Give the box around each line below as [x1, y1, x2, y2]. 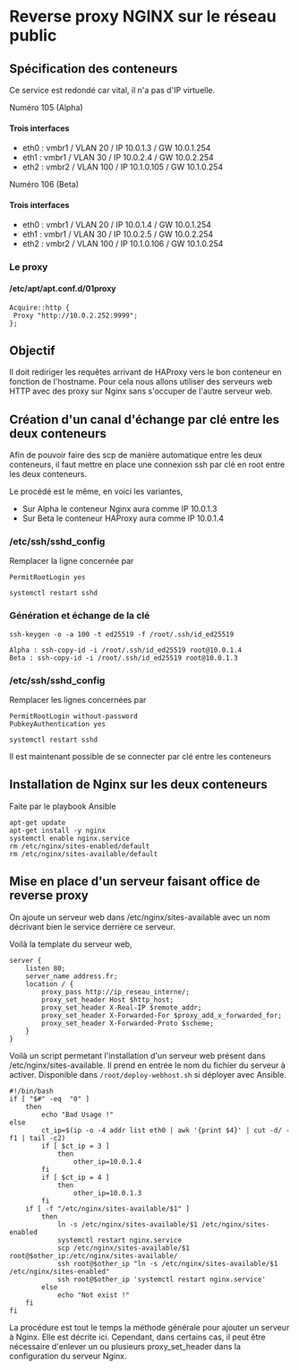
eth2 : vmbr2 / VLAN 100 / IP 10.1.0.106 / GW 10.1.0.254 [21, 238, 224, 249]
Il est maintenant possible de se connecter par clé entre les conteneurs [9, 751, 271, 762]
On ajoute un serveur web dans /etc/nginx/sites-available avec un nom [9, 912, 270, 923]
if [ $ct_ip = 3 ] [41, 1141, 110, 1150]
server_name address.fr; [25, 971, 118, 981]
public [9, 25, 57, 46]
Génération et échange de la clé [9, 610, 150, 622]
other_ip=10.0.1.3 [73, 1188, 142, 1198]
